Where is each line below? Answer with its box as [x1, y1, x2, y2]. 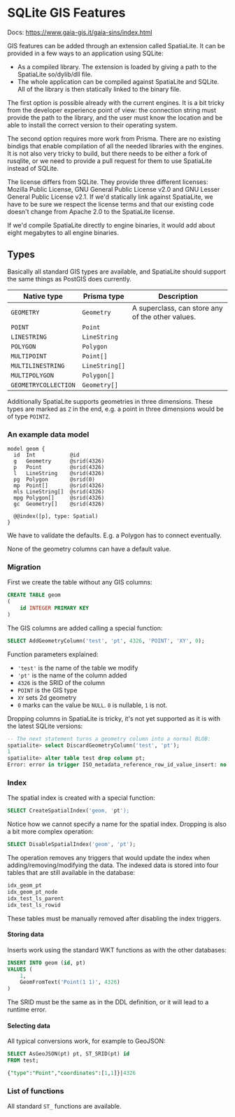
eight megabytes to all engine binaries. [7, 228, 119, 237]
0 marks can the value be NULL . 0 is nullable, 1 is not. [17, 701, 168, 709]
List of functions [7, 1086, 64, 1096]
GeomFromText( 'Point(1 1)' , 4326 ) [20, 978, 120, 986]
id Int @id [13, 451, 80, 459]
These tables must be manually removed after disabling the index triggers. [7, 914, 222, 922]
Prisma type [83, 291, 124, 301]
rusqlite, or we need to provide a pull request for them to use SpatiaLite [7, 156, 213, 165]
